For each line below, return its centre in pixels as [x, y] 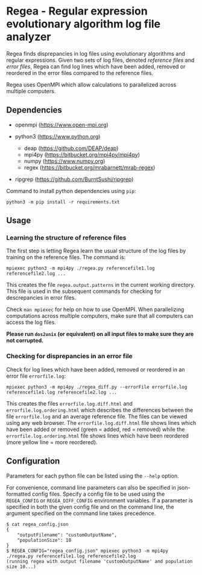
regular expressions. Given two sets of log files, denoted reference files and [100, 60]
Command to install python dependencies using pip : [71, 191]
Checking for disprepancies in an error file [69, 356]
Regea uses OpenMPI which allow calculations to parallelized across [91, 84]
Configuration [33, 461]
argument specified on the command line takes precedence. [81, 513]
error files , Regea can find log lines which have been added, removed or [96, 66]
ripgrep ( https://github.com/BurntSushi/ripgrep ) [74, 179]
